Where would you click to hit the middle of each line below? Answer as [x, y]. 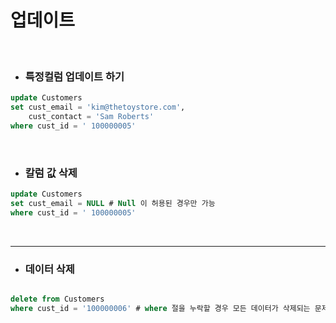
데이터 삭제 [49, 269]
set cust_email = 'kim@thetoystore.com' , [98, 107]
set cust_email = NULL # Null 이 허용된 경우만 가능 [113, 203]
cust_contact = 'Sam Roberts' [91, 116]
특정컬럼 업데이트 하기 [74, 76]
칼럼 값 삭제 [51, 173]
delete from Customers [57, 299]
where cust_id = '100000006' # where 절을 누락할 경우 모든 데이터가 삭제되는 [160, 308]
